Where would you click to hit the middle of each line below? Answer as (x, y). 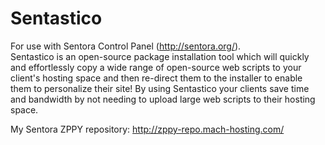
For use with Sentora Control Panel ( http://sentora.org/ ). (126, 46)
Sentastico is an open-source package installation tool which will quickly (160, 56)
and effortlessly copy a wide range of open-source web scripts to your (156, 67)
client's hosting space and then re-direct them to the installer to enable (156, 78)
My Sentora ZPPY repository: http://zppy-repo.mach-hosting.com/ (147, 129)
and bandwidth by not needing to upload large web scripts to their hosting (163, 99)
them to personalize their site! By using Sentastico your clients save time (160, 88)
